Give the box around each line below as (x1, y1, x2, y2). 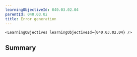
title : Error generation (5, 16, 57, 21)
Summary (5, 43, 36, 52)
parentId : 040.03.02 (5, 12, 48, 17)
